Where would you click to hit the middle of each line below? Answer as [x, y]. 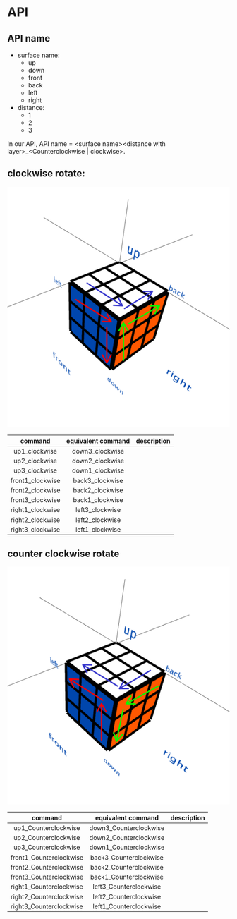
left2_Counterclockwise [127, 896]
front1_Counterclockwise [47, 857]
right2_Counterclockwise [47, 896]
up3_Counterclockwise [47, 848]
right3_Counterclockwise [47, 906]
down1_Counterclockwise [127, 848]
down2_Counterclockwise [127, 838]
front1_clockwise [35, 480]
